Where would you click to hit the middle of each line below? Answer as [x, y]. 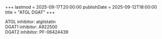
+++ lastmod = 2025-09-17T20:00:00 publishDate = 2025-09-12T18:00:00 [81, 7]
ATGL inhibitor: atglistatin [30, 22]
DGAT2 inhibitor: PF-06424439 [37, 32]
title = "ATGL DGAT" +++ [30, 12]
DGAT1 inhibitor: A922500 [31, 27]
